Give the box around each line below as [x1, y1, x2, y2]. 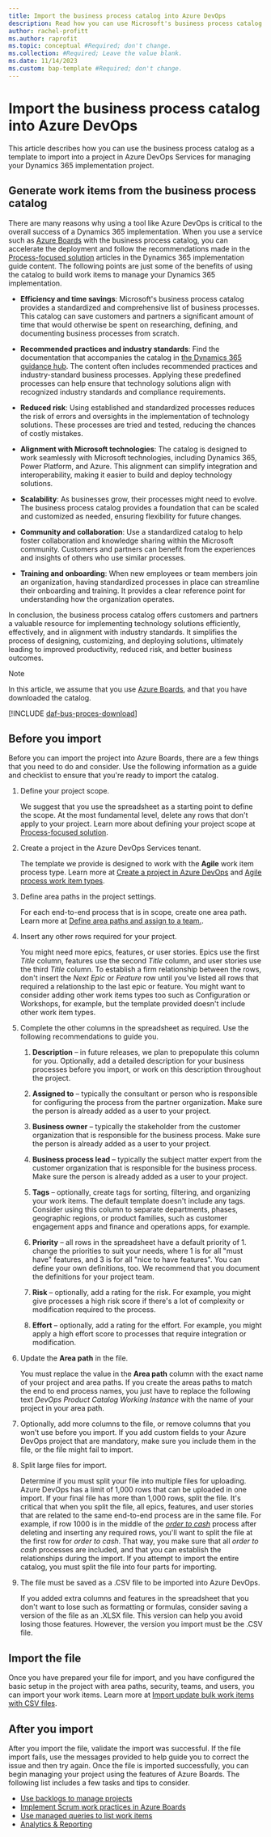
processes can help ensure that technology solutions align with [19, 378, 231, 388]
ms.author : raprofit [8, 34, 78, 43]
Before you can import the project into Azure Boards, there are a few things [8, 753, 259, 763]
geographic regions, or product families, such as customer [32, 1213, 228, 1223]
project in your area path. [19, 1403, 105, 1413]
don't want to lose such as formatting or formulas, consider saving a [19, 1602, 248, 1612]
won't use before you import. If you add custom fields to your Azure [19, 1428, 247, 1437]
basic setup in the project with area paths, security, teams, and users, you [8, 1682, 255, 1691]
